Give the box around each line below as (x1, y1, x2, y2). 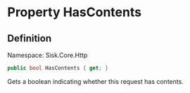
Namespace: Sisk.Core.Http (7, 51, 88, 59)
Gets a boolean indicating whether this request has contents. (7, 77, 184, 85)
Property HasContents (7, 4, 142, 20)
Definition (7, 32, 51, 44)
